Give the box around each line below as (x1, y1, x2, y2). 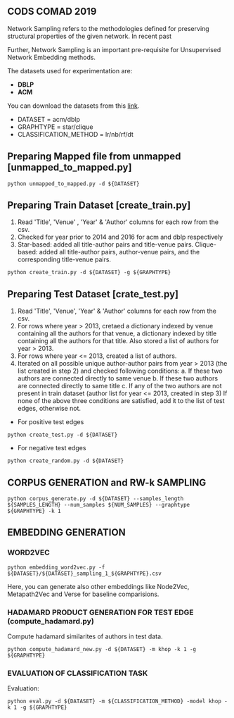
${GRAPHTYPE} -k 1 (7, 507, 61, 515)
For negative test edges (17, 444, 86, 452)
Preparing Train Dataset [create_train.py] (7, 199, 191, 211)
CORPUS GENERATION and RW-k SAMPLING (7, 476, 207, 488)
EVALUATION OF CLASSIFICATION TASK (7, 668, 148, 678)
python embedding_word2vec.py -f (7, 564, 105, 571)
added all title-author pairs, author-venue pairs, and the (39, 248, 200, 256)
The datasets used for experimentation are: (7, 66, 133, 75)
